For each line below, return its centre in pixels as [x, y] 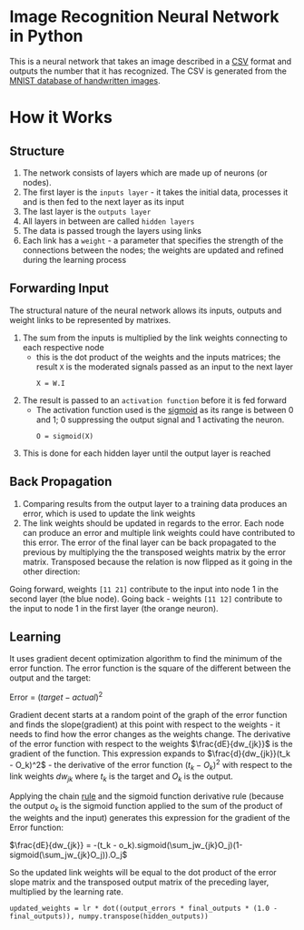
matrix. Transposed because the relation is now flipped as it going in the [157, 561]
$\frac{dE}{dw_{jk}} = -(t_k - [63, 845]
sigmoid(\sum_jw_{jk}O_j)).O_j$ [69, 855]
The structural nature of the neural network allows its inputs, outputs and [146, 310]
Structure [37, 151]
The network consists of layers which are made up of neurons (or [145, 172]
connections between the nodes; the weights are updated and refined [153, 250]
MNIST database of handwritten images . [85, 80]
